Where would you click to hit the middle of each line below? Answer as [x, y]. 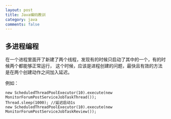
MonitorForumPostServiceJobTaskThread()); [51, 98]
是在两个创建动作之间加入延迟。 [39, 73]
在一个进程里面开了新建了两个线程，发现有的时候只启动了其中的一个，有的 [83, 60]
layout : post [19, 10]
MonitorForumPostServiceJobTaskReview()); [51, 112]
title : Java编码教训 [25, 15]
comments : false [22, 24]
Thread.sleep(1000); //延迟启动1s [40, 103]
